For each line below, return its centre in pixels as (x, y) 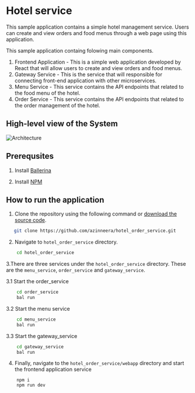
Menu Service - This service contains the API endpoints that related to (99, 86)
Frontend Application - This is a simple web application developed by (97, 62)
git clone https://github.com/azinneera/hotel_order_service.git (95, 231)
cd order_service (38, 292)
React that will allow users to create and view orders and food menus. (98, 68)
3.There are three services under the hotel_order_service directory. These (96, 264)
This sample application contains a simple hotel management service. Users (97, 27)
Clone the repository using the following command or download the (95, 214)
